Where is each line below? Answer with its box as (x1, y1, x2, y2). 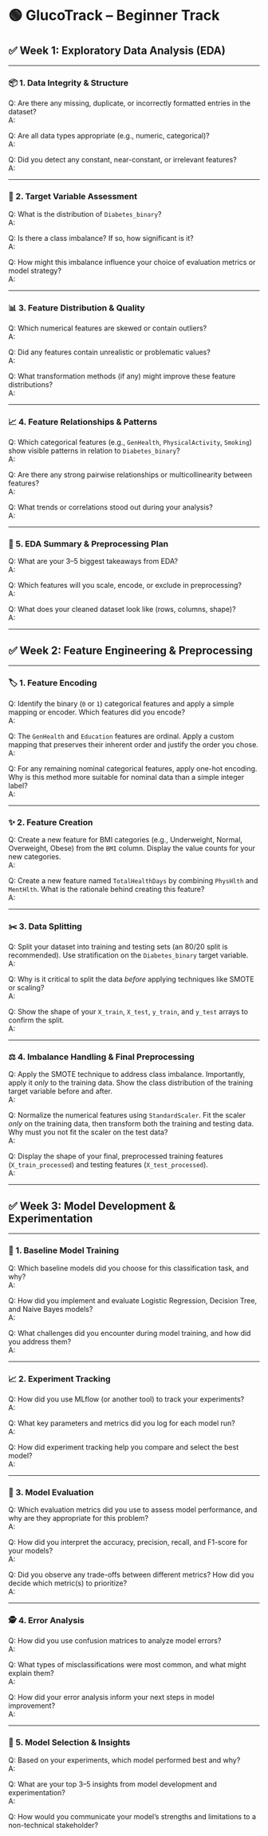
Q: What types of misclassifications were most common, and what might (8, 1660, 246, 1670)
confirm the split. (8, 1015, 65, 1025)
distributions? (8, 379, 53, 389)
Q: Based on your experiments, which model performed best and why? (8, 1755, 241, 1765)
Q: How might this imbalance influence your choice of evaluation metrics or (8, 257, 256, 266)
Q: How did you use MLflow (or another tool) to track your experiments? (8, 1394, 245, 1404)
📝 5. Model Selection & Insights (8, 1737, 131, 1748)
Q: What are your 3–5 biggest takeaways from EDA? (8, 557, 178, 566)
